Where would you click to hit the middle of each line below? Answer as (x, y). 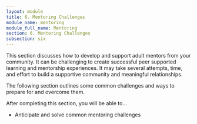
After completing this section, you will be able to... (67, 103)
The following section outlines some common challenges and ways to (90, 86)
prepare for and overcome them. (46, 92)
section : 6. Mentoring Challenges (49, 33)
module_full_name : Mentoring (42, 28)
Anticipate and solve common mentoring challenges (78, 115)
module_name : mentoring (35, 22)
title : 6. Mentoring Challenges (46, 17)
